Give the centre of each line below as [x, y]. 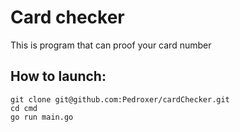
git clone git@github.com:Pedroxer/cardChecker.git [120, 99]
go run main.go [42, 117]
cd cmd [24, 108]
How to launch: [58, 76]
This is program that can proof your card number [111, 45]
